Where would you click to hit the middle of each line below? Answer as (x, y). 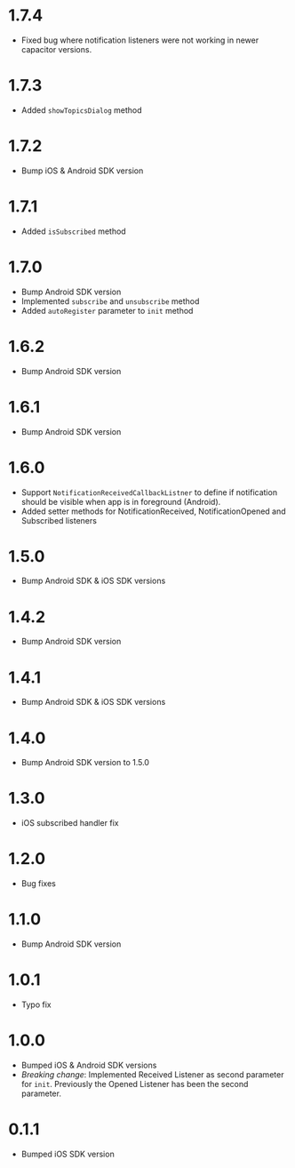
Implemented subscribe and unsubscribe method (110, 301)
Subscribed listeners (59, 520)
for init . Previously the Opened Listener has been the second (135, 1084)
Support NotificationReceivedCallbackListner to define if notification (149, 492)
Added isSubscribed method (73, 231)
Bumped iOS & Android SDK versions (89, 1065)
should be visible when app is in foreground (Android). (121, 501)
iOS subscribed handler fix (70, 823)
